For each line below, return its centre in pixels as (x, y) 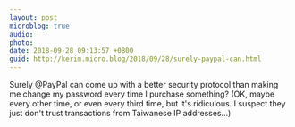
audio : (21, 34)
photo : (21, 42)
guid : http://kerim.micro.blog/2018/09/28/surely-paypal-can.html (135, 59)
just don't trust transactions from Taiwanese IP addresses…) (120, 113)
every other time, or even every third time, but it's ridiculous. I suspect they (147, 103)
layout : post (34, 17)
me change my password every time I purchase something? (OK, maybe (142, 94)
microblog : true (39, 26)
